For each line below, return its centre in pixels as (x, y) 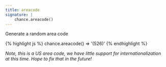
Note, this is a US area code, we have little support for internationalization (83, 53)
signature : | (19, 15)
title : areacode (22, 10)
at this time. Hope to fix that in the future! (49, 59)
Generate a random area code (37, 34)
